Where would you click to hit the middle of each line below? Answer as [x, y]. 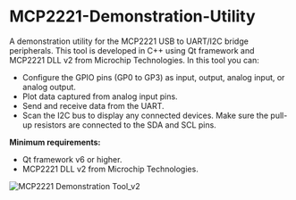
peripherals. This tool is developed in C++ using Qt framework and [132, 50]
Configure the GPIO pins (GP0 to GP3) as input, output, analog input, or [153, 77]
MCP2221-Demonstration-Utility [133, 17]
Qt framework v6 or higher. [72, 159]
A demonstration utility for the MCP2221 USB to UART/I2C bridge [129, 41]
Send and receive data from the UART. [93, 105]
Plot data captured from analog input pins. [100, 96]
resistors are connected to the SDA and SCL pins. [125, 125]
